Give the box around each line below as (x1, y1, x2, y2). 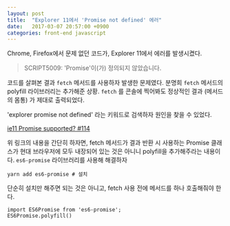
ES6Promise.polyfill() (7, 212, 72, 220)
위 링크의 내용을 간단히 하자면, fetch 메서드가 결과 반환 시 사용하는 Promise (7, 139, 210, 147)
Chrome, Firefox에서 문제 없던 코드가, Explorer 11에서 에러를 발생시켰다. (7, 49, 202, 57)
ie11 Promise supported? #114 (7, 124, 91, 133)
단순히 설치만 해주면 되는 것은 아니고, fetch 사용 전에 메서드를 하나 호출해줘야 (7, 184, 215, 192)
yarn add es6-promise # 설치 (7, 171, 88, 178)
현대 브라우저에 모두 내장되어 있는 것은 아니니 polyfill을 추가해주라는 (19, 147, 202, 156)
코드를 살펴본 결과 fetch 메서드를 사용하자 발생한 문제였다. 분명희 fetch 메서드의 (7, 79, 224, 87)
